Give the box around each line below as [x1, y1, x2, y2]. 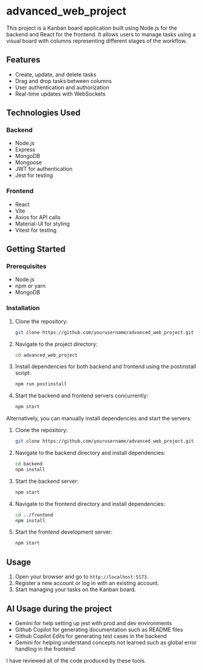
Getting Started [6, 244, 66, 254]
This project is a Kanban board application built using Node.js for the [6, 24, 177, 32]
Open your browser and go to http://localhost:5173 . [14, 573, 149, 580]
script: [14, 370, 31, 377]
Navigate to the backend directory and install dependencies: [14, 449, 166, 457]
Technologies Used [6, 108, 80, 118]
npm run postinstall [14, 381, 67, 387]
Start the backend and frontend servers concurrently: [14, 392, 149, 399]
